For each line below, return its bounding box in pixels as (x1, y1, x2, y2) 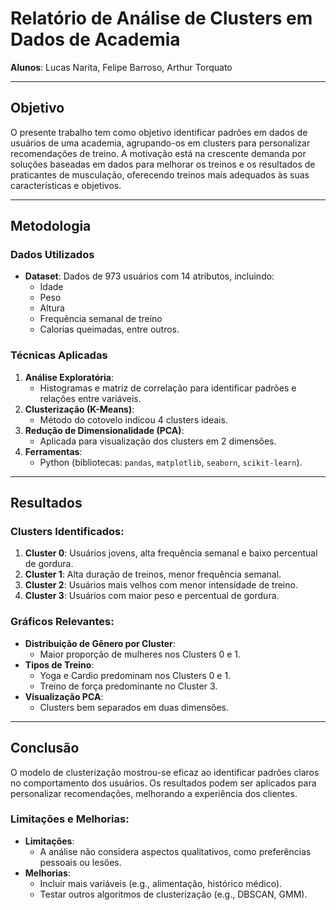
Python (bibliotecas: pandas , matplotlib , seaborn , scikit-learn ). (39, 456, 303, 468)
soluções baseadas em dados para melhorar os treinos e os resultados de (10, 158, 316, 170)
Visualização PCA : (24, 690, 104, 702)
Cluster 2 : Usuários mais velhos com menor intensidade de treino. (24, 579, 298, 591)
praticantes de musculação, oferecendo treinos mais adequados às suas (10, 168, 310, 181)
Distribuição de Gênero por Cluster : (24, 637, 176, 649)
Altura (39, 302, 65, 314)
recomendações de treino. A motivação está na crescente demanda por (10, 147, 307, 159)
